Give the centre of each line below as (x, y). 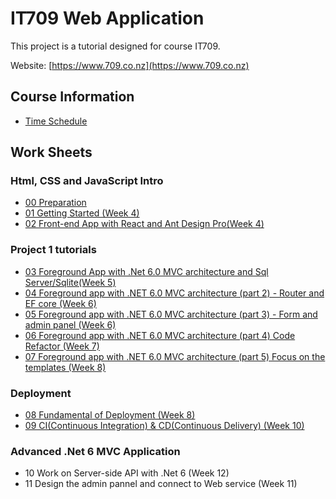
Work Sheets (51, 152)
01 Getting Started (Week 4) (82, 213)
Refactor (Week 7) (62, 346)
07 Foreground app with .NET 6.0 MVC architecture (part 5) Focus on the (175, 356)
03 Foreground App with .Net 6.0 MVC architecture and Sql (146, 271)
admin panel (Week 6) (70, 324)
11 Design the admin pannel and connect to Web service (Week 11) (161, 484)
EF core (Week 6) (60, 303)
